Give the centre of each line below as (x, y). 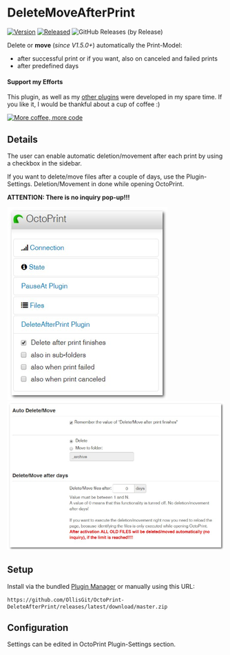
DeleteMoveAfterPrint (71, 13)
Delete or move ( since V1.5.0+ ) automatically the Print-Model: (95, 45)
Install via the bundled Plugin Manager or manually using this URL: (101, 586)
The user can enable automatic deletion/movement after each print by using (115, 156)
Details (22, 139)
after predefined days (48, 65)
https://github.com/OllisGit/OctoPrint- (66, 600)
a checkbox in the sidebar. (45, 163)
